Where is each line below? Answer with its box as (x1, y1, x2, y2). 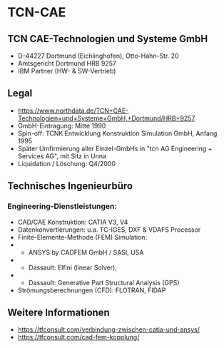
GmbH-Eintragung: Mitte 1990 (17, 121, 106, 130)
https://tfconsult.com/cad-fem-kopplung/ (17, 333, 140, 342)
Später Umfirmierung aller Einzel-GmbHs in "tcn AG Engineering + (17, 144, 213, 153)
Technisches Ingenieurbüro (7, 180, 133, 193)
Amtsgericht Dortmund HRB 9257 (17, 59, 116, 68)
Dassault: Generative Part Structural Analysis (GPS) (28, 278, 180, 287)
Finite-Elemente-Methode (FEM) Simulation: (17, 232, 148, 241)
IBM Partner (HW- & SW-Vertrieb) (17, 67, 116, 75)
